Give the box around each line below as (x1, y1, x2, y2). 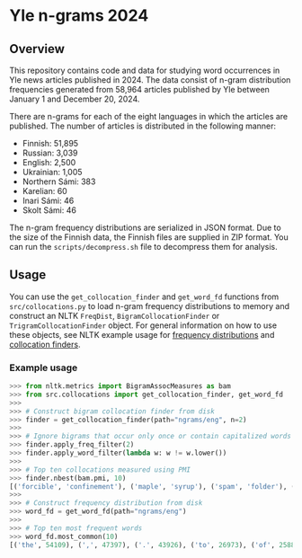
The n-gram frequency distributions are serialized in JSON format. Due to (9, 222, 281, 233)
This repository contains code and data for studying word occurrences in (9, 65, 280, 75)
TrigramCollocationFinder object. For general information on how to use (9, 320, 277, 331)
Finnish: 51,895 (22, 138, 79, 148)
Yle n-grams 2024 (9, 5, 149, 26)
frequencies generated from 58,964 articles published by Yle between (9, 84, 270, 94)
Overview (9, 41, 66, 57)
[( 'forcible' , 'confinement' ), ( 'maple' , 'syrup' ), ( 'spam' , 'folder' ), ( (9, 482, 296, 491)
